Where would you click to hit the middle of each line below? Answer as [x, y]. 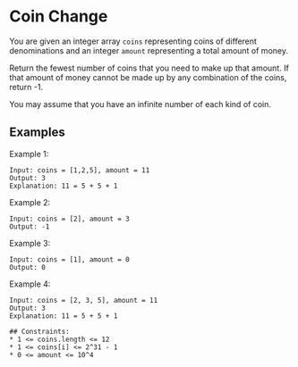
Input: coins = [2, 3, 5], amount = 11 [84, 300]
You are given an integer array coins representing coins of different [133, 41]
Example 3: [30, 243]
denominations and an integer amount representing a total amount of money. [149, 50]
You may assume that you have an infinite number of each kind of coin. [140, 104]
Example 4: [30, 284]
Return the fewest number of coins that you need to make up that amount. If [149, 68]
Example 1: [29, 154]
